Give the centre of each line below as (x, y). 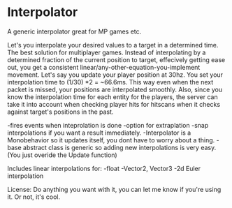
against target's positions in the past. (60, 112)
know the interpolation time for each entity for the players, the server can (113, 97)
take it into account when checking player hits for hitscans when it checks (114, 104)
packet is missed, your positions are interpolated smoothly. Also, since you (115, 89)
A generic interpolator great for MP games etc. (74, 31)
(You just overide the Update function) (62, 155)
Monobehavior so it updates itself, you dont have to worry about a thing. (111, 140)
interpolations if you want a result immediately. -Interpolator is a (99, 133)
